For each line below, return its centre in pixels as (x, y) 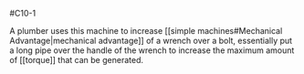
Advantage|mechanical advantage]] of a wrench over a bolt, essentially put (151, 41)
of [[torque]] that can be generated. (77, 60)
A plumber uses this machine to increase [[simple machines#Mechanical (146, 31)
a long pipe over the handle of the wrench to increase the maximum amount (152, 50)
